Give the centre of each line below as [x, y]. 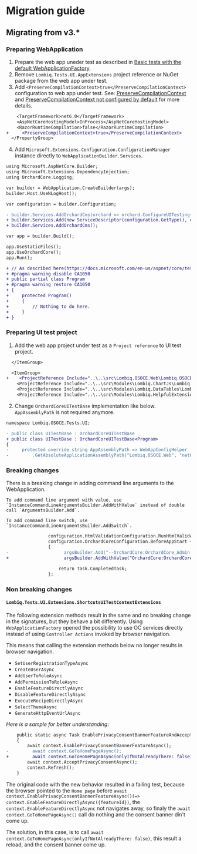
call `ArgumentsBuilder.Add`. [43, 510]
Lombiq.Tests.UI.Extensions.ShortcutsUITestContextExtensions [84, 603]
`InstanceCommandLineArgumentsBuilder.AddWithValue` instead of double [95, 505]
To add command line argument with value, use [64, 500]
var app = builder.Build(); [40, 236]
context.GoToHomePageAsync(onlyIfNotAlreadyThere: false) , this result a [94, 838]
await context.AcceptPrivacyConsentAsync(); [82, 762]
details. [23, 105]
